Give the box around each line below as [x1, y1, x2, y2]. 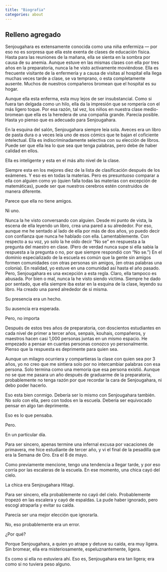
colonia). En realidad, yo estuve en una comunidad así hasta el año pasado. [5, 265, 160, 271]
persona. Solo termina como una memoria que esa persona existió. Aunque [5, 366, 160, 372]
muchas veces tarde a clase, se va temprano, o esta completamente [5, 75, 146, 81]
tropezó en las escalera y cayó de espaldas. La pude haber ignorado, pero [5, 497, 158, 503]
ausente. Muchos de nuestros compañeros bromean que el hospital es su [5, 81, 157, 87]
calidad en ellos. [5, 148, 39, 154]
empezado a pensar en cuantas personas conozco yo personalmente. [5, 341, 149, 347]
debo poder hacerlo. [5, 382, 47, 388]
